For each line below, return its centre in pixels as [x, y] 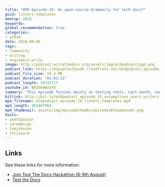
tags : [11, 46]
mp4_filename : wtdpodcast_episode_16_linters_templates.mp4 [68, 101]
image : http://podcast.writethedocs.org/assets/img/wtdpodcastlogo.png [80, 64]
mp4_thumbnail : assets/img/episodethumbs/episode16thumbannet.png [74, 110]
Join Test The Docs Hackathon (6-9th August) [59, 175]
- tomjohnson [18, 128]
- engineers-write [24, 60]
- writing [15, 55]
